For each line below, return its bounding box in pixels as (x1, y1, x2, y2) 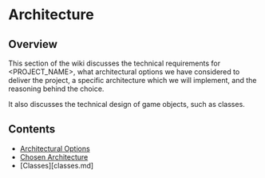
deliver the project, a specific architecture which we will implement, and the (8, 76, 257, 85)
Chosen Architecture (19, 152, 89, 161)
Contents (8, 122, 56, 136)
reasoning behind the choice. (8, 84, 105, 93)
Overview (8, 38, 58, 51)
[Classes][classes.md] (19, 160, 94, 170)
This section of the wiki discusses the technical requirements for (8, 58, 221, 68)
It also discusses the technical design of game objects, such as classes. (8, 100, 245, 109)
